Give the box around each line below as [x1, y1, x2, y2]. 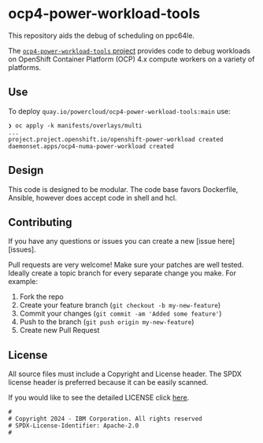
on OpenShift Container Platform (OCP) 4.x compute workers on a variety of [8, 54, 255, 64]
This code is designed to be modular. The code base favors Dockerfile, [8, 184, 239, 194]
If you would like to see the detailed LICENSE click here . [8, 393, 190, 402]
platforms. [8, 62, 42, 72]
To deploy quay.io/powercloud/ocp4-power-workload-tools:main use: [8, 106, 231, 116]
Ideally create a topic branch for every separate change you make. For [8, 268, 237, 278]
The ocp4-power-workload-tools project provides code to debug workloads [8, 46, 250, 55]
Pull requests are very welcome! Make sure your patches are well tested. [8, 260, 244, 270]
